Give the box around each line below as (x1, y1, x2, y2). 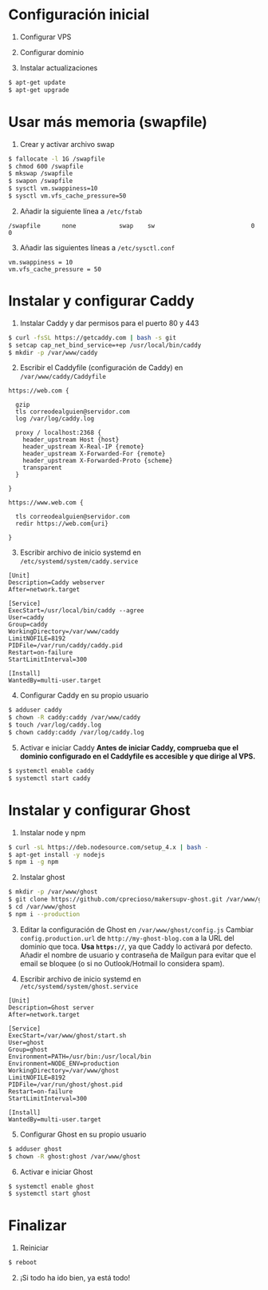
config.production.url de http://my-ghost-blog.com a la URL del (19, 933, 235, 942)
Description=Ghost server (8, 1003, 94, 1012)
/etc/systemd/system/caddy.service (19, 558, 139, 566)
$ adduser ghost (8, 1145, 62, 1153)
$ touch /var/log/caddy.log (8, 721, 102, 729)
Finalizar (8, 1216, 67, 1235)
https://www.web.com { (8, 499, 84, 507)
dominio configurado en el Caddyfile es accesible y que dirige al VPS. (19, 751, 256, 761)
